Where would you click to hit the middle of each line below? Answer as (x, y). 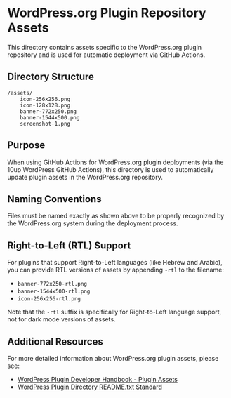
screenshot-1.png (45, 124)
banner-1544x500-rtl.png (54, 292)
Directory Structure (51, 77)
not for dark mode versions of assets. (61, 319)
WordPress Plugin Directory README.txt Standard (90, 387)
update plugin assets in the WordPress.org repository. (85, 177)
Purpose (26, 145)
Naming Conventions (54, 199)
